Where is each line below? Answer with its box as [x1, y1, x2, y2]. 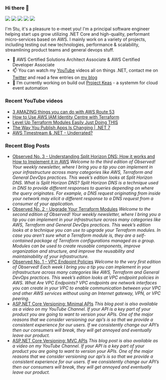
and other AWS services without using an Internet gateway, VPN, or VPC [12, 290, 161, 296]
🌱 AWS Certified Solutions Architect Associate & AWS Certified [12, 56, 140, 62]
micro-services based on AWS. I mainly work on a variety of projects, [5, 37, 147, 43]
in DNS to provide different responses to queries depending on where [12, 185, 154, 191]
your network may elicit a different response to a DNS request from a [12, 195, 154, 201]
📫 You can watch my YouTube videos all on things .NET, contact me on [12, 67, 158, 73]
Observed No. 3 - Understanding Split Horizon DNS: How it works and [12, 153, 155, 159]
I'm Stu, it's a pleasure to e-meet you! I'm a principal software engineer [5, 26, 150, 32]
